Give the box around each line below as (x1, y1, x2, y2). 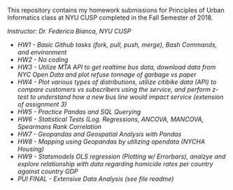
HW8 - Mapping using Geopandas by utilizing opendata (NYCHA (17, 137, 205, 146)
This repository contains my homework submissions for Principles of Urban (7, 6, 225, 14)
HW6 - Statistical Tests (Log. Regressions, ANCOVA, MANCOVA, (17, 115, 204, 123)
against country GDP (17, 168, 78, 175)
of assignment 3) (17, 100, 67, 108)
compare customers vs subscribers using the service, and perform (17, 86, 211, 93)
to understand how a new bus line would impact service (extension (30, 93, 224, 101)
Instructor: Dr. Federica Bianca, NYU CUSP (7, 27, 132, 35)
